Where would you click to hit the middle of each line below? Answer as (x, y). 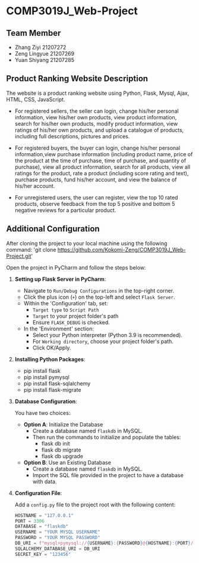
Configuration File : (38, 493)
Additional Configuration (53, 229)
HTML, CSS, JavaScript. (36, 99)
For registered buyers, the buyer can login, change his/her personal (97, 148)
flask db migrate (61, 450)
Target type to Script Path (66, 310)
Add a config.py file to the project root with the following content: (95, 505)
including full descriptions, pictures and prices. (72, 136)
